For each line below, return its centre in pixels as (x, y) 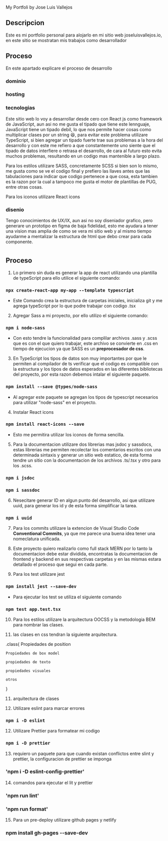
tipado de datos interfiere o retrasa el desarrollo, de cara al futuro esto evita (84, 151)
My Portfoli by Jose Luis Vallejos (39, 7)
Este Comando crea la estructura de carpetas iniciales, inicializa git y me (88, 300)
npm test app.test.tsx (33, 609)
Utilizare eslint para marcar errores (49, 708)
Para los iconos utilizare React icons (43, 197)
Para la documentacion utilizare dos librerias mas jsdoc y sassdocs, (83, 444)
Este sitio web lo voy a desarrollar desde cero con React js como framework (84, 119)
